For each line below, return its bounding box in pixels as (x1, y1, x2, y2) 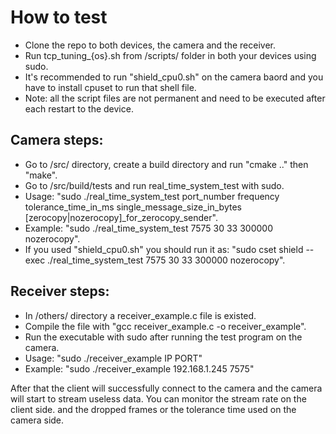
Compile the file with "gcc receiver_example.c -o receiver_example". (24, 320, 307, 332)
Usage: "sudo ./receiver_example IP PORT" (24, 352, 203, 364)
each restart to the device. (24, 102, 134, 115)
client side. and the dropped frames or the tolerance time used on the (10, 403, 297, 415)
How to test (10, 6, 108, 29)
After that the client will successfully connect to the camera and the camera (10, 382, 323, 394)
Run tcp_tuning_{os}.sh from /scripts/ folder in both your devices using (24, 49, 317, 61)
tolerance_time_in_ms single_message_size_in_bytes (24, 201, 242, 213)
